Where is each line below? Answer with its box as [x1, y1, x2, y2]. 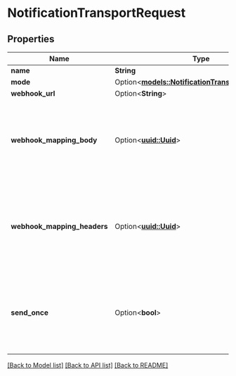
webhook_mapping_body [11, 135, 98, 145]
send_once [11, 308, 49, 318]
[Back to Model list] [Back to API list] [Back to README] [7, 361, 169, 369]
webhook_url [11, 89, 55, 98]
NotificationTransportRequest [7, 5, 186, 21]
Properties [7, 33, 55, 45]
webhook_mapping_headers [11, 222, 108, 231]
